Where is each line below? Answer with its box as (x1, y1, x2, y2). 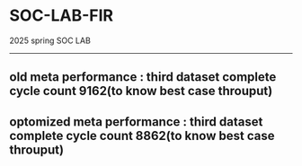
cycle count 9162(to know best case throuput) (9, 83, 273, 99)
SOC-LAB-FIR (9, 5, 114, 26)
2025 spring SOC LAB (9, 35, 92, 46)
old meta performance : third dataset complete (9, 69, 277, 85)
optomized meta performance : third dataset (9, 114, 263, 129)
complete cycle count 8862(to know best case (9, 127, 275, 144)
